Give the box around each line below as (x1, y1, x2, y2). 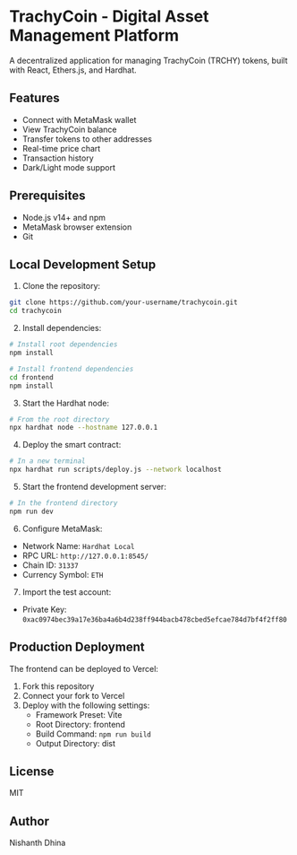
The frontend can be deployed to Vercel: (9, 663, 159, 674)
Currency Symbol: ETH (21, 569, 104, 580)
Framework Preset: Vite (35, 709, 123, 720)
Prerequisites (9, 188, 86, 204)
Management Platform (9, 25, 180, 46)
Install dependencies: (21, 323, 102, 334)
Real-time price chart (21, 143, 101, 153)
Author (9, 814, 49, 829)
